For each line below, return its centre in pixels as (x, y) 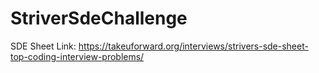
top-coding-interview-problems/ (77, 56)
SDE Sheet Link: (43, 46)
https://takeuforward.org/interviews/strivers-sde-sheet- (193, 46)
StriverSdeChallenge (99, 18)
